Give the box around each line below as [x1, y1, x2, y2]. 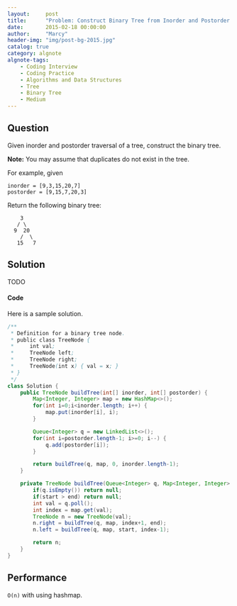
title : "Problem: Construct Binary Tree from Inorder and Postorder [7, 17, 231, 24]
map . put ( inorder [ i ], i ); [45, 409, 119, 416]
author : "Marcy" [7, 30, 69, 38]
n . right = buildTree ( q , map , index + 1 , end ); [33, 520, 167, 527]
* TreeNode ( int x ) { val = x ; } [10, 363, 119, 370]
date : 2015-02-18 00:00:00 [7, 23, 106, 30]
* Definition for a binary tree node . [10, 330, 126, 337]
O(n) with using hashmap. [7, 590, 83, 599]
